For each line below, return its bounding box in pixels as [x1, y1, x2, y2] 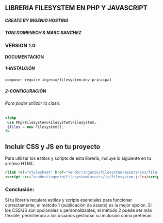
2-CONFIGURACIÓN [5, 88, 46, 94]
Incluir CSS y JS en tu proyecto [5, 142, 100, 150]
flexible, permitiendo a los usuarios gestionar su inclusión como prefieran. [5, 213, 153, 219]
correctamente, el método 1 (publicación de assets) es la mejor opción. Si [5, 202, 152, 208]
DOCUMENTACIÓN [5, 54, 44, 60]
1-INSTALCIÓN [5, 65, 35, 71]
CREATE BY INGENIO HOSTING [5, 17, 69, 23]
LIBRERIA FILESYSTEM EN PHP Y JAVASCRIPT [5, 4, 148, 12]
